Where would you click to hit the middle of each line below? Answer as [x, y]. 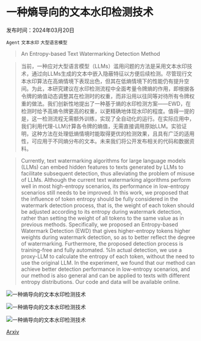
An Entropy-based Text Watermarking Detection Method [90, 53]
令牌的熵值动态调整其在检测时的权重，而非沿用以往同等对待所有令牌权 [108, 96]
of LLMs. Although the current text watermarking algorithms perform [106, 180]
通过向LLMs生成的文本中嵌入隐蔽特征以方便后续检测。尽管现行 [109, 73]
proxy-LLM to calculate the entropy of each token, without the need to [108, 256]
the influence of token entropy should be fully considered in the [99, 199]
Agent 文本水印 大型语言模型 [37, 43]
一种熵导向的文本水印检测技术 [80, 12]
